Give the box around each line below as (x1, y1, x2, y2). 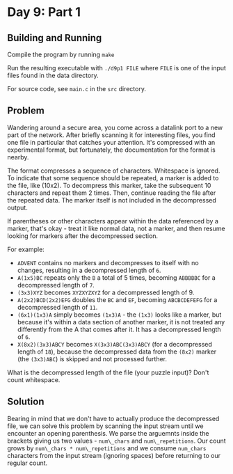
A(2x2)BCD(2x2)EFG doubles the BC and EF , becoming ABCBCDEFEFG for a (17, 295, 218, 303)
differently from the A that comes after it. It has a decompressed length (17, 325, 221, 333)
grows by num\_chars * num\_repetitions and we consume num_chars (7, 443, 207, 452)
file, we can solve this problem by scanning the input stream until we (7, 422, 204, 430)
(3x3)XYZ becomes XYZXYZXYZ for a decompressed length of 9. (17, 288, 195, 297)
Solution (7, 396, 45, 408)
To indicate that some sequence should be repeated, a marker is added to (7, 173, 219, 182)
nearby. (7, 152, 29, 161)
